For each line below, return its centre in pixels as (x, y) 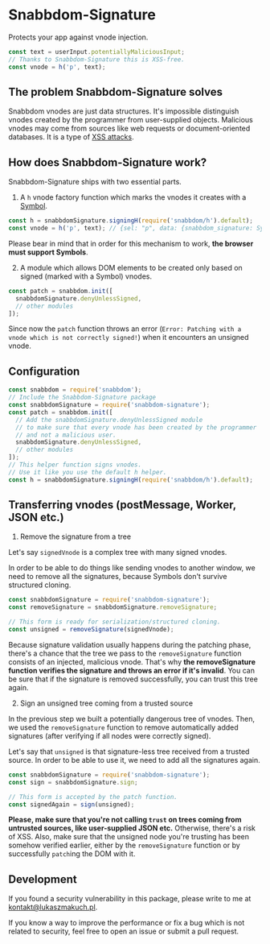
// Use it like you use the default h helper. (88, 472)
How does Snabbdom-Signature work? (108, 162)
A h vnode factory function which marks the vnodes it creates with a (133, 197)
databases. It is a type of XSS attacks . (71, 137)
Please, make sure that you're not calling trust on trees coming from (125, 820)
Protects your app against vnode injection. (78, 37)
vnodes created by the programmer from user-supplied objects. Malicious (131, 120)
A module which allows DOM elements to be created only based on (131, 267)
